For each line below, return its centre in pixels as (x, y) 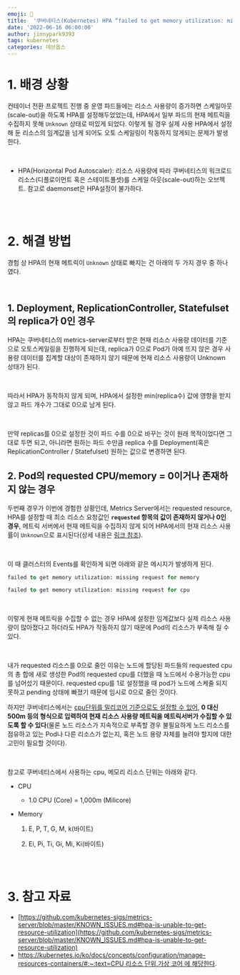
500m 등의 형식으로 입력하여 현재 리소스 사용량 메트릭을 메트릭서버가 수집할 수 (116, 716)
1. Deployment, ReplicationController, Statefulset (119, 308)
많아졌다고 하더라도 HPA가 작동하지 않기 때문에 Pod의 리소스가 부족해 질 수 (125, 627)
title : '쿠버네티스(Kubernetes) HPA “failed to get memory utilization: (116, 21)
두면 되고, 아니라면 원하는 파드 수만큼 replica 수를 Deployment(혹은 (115, 442)
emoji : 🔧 (20, 14)
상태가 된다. (24, 366)
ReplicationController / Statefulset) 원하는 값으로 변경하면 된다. (97, 451)
